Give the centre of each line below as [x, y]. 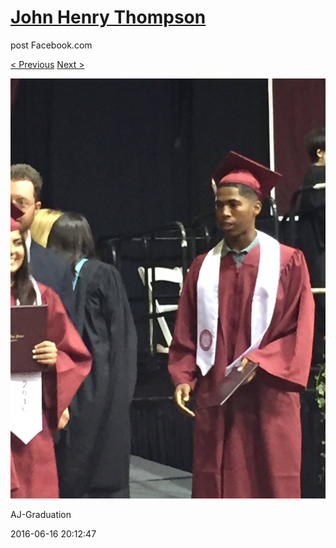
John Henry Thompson [108, 17]
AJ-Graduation [41, 514]
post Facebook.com [51, 45]
